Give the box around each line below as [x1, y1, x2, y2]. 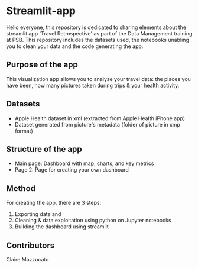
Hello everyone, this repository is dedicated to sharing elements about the [6, 24, 187, 31]
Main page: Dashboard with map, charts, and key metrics [14, 160, 154, 167]
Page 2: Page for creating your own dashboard [14, 166, 129, 173]
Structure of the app [6, 144, 82, 154]
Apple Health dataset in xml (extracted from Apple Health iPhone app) [14, 114, 185, 122]
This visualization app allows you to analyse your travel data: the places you [6, 75, 191, 82]
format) [14, 127, 34, 134]
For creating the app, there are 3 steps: [6, 199, 102, 206]
